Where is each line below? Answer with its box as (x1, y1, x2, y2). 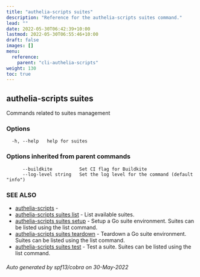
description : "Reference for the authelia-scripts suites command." (6, 15, 182, 21)
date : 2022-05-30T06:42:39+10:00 (6, 25, 91, 32)
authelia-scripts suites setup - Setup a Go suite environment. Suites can (15, 217, 195, 224)
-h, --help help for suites (11, 138, 88, 144)
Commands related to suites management (6, 110, 111, 117)
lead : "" (6, 20, 28, 26)
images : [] (6, 43, 34, 49)
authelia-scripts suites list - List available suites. (15, 210, 135, 218)
